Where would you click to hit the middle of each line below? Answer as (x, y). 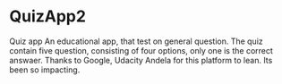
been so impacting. (45, 70)
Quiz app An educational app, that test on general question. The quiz (137, 41)
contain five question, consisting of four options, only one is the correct (141, 50)
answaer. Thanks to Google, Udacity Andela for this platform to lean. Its (141, 60)
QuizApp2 (48, 17)
